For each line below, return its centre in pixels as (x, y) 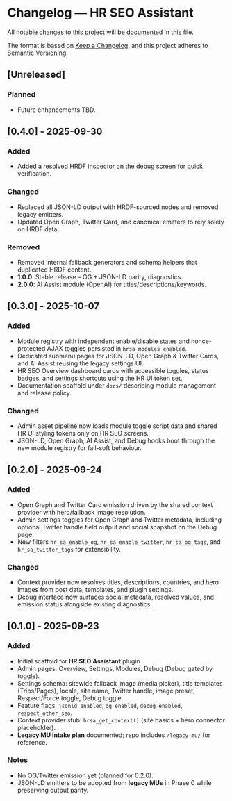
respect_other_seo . (45, 713)
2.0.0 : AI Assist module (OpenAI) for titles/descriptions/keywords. (112, 284)
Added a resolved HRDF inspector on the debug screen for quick (110, 166)
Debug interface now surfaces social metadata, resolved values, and (115, 597)
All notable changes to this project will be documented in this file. (101, 32)
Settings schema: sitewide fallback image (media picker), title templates (120, 683)
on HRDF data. (38, 229)
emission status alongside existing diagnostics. (85, 604)
